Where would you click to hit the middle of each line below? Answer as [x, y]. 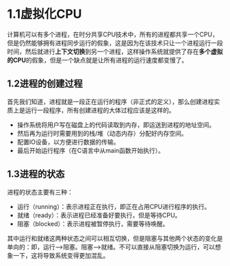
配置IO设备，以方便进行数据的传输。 [68, 142]
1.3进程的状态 [36, 174]
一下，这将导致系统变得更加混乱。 [61, 255]
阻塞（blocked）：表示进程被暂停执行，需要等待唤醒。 [93, 223]
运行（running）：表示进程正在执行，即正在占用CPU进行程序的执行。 [114, 206]
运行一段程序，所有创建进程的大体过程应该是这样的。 [100, 110]
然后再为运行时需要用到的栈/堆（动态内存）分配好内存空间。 [102, 133]
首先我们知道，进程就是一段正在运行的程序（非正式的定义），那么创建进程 [111, 101]
